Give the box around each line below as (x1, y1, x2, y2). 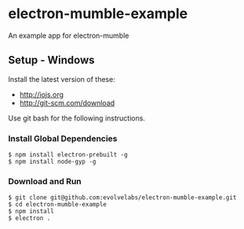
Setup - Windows (8, 54, 96, 67)
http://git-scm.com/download (19, 98, 115, 107)
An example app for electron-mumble (8, 31, 129, 40)
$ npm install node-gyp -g (8, 158, 97, 166)
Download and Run (8, 175, 82, 187)
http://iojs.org (19, 90, 64, 99)
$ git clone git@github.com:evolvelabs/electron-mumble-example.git (8, 194, 237, 201)
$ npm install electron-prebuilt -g (8, 151, 128, 159)
